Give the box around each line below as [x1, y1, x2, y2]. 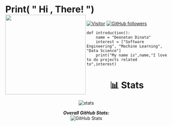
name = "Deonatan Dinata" [95, 35, 151, 40]
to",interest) [86, 61, 117, 67]
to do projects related [86, 57, 138, 62]
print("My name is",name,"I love [95, 53, 167, 58]
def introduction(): [86, 30, 131, 35]
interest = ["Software [95, 39, 144, 44]
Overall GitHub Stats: [63, 110, 109, 116]
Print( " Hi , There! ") [5, 4, 94, 15]
